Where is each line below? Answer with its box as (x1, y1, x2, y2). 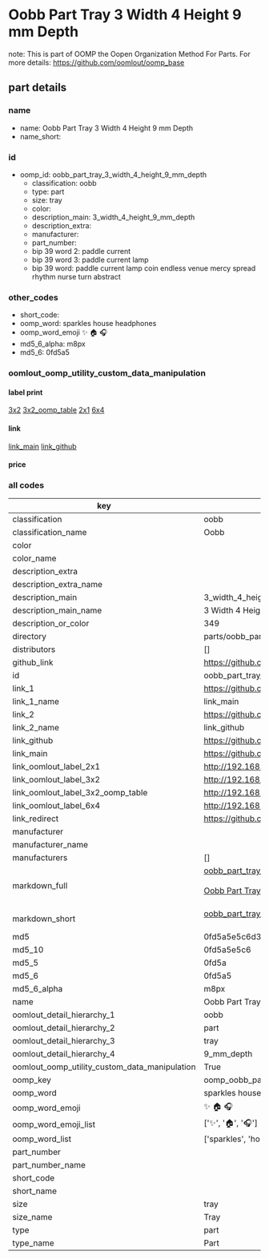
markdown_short (12, 913, 76, 924)
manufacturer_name (12, 839, 89, 851)
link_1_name (12, 696, 60, 707)
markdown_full (12, 880, 68, 891)
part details (8, 81, 67, 95)
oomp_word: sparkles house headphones (19, 319, 157, 328)
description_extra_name (12, 579, 102, 590)
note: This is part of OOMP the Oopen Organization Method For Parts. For (8, 49, 251, 58)
